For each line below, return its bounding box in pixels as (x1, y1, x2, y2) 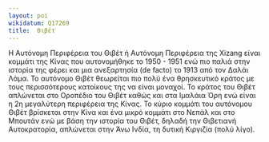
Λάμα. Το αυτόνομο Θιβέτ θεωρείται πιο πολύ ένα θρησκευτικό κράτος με (8, 73, 255, 84)
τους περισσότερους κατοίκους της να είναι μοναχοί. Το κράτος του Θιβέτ (8, 82, 256, 92)
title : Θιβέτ (8, 26, 56, 34)
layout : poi (8, 11, 48, 20)
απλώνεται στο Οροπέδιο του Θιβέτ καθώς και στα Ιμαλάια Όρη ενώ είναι (8, 91, 256, 101)
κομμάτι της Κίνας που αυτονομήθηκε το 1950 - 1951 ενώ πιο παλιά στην (8, 57, 251, 66)
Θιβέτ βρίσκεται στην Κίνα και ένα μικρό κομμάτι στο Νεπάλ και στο (8, 108, 235, 117)
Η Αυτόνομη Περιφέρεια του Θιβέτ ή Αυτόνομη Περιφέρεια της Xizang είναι (8, 49, 261, 58)
